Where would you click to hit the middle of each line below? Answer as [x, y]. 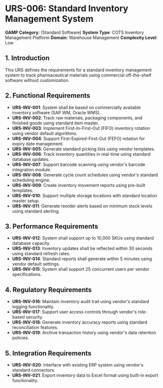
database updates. [31, 159]
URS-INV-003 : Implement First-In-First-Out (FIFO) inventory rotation [81, 128]
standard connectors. [34, 370]
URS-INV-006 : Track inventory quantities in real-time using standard [81, 154]
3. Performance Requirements [52, 226]
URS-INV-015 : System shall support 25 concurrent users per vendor [81, 269]
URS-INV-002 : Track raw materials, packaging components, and [77, 118]
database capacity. [31, 243]
